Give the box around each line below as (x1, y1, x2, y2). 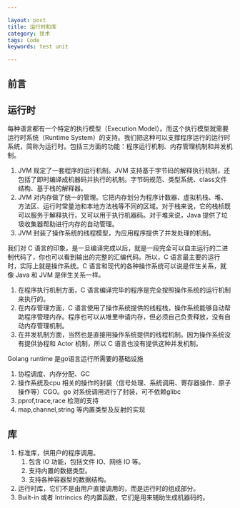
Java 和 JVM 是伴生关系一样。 (15, 270, 105, 279)
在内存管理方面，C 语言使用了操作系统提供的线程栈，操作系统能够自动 (17, 304, 225, 313)
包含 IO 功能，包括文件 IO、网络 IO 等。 (28, 457, 145, 466)
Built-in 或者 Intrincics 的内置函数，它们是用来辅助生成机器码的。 (17, 493, 209, 502)
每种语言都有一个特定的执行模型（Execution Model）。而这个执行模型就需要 (7, 124, 229, 133)
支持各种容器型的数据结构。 (28, 475, 111, 484)
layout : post (7, 16, 46, 24)
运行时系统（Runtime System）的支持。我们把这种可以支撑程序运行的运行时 (7, 133, 231, 142)
